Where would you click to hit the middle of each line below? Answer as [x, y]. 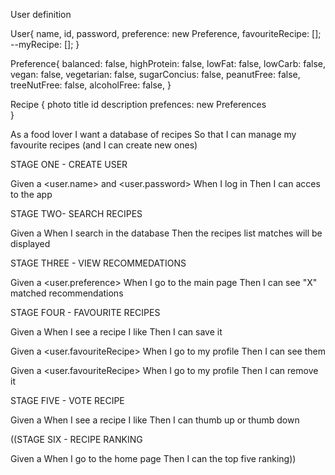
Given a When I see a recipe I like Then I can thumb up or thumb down [155, 420]
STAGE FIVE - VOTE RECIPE [67, 400]
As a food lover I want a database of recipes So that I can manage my [153, 134]
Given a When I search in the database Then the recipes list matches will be [166, 233]
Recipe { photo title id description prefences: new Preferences [138, 104]
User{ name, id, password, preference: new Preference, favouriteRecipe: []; [166, 33]
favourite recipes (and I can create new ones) [104, 145]
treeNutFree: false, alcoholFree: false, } [91, 85]
